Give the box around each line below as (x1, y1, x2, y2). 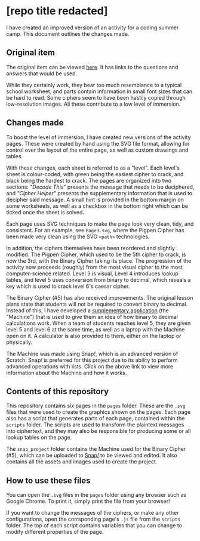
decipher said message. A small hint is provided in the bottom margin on (6, 196, 184, 203)
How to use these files (6, 475, 91, 485)
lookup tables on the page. (6, 434, 72, 441)
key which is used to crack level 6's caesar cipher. (6, 282, 130, 290)
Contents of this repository (6, 386, 109, 396)
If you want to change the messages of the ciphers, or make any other (6, 509, 179, 517)
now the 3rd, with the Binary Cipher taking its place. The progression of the (6, 257, 192, 264)
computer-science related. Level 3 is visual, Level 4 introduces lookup (6, 270, 179, 277)
